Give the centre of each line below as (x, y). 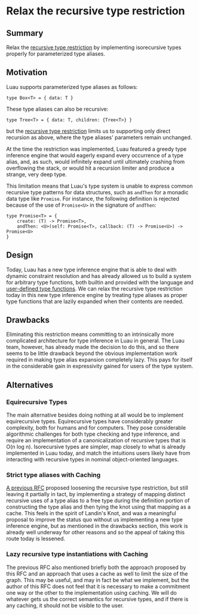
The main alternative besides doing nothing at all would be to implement (95, 415)
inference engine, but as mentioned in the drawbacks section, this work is (97, 526)
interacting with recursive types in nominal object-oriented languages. (93, 460)
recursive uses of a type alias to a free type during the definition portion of (98, 501)
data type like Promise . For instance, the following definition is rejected (93, 198)
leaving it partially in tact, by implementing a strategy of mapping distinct (96, 494)
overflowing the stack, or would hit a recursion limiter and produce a (90, 168)
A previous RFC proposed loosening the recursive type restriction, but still (97, 488)
